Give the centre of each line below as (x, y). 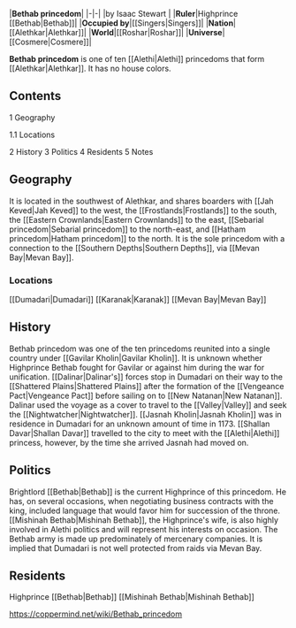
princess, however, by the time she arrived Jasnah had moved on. (129, 442)
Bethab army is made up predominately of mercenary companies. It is (136, 539)
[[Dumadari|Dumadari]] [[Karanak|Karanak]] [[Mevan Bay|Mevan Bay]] (138, 299)
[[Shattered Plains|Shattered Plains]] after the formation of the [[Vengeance (147, 386)
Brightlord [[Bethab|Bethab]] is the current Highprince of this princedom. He (148, 492)
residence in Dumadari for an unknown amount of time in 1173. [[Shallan (140, 424)
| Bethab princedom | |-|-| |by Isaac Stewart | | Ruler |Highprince (124, 14)
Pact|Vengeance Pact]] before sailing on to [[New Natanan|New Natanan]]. (146, 395)
